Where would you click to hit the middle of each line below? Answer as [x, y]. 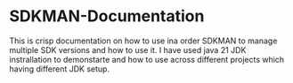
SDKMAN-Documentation [107, 16]
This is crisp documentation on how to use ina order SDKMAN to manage [143, 41]
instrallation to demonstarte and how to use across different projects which [147, 59]
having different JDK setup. [59, 69]
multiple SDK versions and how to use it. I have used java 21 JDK [128, 49]
